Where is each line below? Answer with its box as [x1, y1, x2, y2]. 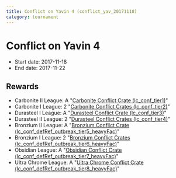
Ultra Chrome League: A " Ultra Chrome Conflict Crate [14, 159, 144, 166]
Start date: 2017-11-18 [14, 58, 67, 65]
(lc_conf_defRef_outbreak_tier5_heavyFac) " [14, 128, 120, 135]
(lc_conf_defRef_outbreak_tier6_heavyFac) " [14, 141, 120, 148]
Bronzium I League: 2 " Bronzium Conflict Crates [14, 134, 130, 141]
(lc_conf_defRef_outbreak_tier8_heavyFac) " [14, 165, 120, 172]
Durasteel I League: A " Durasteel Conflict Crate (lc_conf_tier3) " [14, 109, 167, 117]
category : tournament [6, 14, 59, 20]
